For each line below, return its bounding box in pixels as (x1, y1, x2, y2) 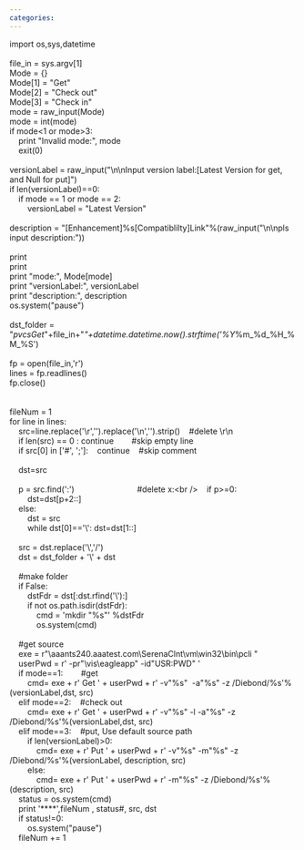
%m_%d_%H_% (235, 329, 296, 340)
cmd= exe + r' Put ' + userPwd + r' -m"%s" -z (35, 773, 209, 784)
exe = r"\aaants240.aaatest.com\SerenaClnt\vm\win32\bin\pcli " (17, 648, 258, 659)
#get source (17, 639, 65, 650)
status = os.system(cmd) (17, 794, 112, 804)
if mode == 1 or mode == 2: (17, 193, 121, 204)
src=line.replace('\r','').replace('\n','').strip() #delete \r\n (17, 425, 234, 436)
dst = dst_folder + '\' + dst (17, 551, 117, 562)
